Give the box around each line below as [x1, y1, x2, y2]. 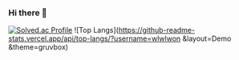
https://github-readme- [118, 26, 195, 35]
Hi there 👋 [8, 7, 48, 18]
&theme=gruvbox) [8, 42, 69, 52]
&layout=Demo [182, 34, 232, 43]
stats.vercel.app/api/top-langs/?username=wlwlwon [8, 34, 181, 43]
